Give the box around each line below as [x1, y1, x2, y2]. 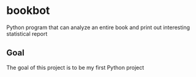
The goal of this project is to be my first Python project [6, 64, 145, 71]
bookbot [6, 4, 50, 18]
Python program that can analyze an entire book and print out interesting [6, 24, 190, 31]
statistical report [6, 30, 48, 37]
